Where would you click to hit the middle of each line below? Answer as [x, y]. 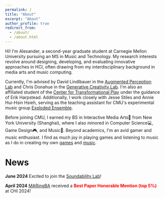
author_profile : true [27, 23]
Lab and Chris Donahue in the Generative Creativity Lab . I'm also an [74, 87]
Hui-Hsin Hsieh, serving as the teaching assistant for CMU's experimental [80, 102]
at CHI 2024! [18, 191]
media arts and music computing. [39, 72]
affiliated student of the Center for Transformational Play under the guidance [82, 92]
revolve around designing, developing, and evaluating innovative [70, 62]
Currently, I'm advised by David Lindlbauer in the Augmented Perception [78, 81]
